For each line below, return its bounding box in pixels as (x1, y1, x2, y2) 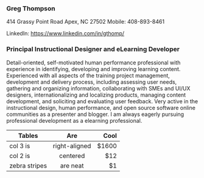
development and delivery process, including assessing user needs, (6, 78, 177, 86)
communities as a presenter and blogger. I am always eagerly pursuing (6, 111, 185, 118)
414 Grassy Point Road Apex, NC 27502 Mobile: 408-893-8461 (6, 18, 165, 26)
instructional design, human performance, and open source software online (6, 104, 196, 111)
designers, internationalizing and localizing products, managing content (6, 91, 186, 98)
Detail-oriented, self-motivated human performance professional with (6, 59, 181, 66)
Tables (18, 131, 38, 140)
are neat (60, 161, 84, 169)
